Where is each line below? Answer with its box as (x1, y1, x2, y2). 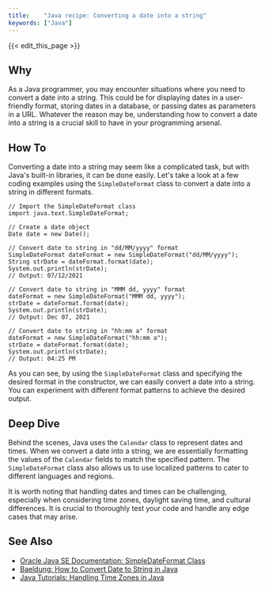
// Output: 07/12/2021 (8, 272, 83, 280)
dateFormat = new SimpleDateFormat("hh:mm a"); (8, 334, 168, 342)
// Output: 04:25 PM (8, 355, 77, 363)
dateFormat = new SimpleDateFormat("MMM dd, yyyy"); (8, 293, 186, 301)
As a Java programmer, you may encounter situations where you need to (8, 85, 245, 94)
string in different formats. (8, 187, 93, 197)
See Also (8, 535, 53, 548)
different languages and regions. (8, 471, 115, 481)
